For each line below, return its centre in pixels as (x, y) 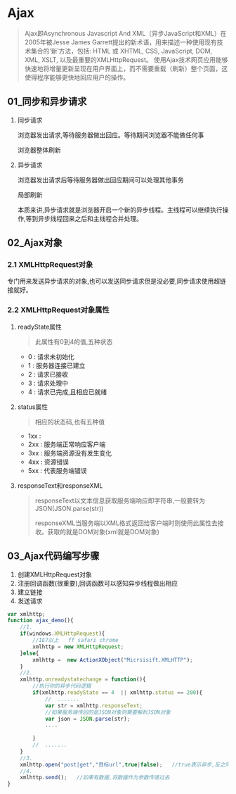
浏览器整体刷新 (39, 150)
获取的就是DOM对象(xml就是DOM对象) (104, 531)
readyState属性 (39, 327)
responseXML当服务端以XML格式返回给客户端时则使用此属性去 (126, 523)
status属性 (32, 407)
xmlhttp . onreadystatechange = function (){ (83, 680)
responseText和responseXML (60, 485)
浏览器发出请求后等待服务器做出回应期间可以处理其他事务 (100, 179)
